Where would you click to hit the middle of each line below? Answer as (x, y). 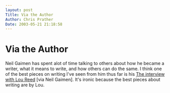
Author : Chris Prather (29, 19)
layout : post (19, 10)
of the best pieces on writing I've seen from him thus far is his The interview (85, 74)
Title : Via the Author (29, 15)
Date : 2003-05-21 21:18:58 (34, 24)
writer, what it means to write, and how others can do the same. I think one (83, 69)
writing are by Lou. (25, 85)
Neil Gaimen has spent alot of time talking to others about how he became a (85, 64)
